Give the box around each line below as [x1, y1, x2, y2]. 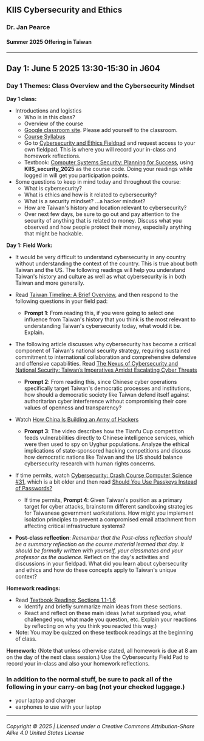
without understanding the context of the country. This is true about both [15, 260, 198, 267]
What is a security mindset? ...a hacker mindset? [24, 198, 146, 205]
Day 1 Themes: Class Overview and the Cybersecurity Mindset [6, 82, 195, 90]
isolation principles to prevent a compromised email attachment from [24, 516, 197, 523]
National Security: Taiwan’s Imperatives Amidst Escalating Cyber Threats [15, 366, 197, 374]
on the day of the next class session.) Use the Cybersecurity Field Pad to [6, 653, 189, 661]
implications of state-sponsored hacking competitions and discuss [24, 447, 191, 454]
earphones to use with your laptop [15, 703, 101, 711]
